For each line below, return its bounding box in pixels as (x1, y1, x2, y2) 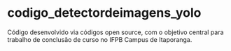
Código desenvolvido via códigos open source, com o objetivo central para (7, 28, 224, 36)
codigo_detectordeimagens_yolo (7, 5, 202, 21)
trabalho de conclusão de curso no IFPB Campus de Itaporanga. (7, 35, 192, 43)
